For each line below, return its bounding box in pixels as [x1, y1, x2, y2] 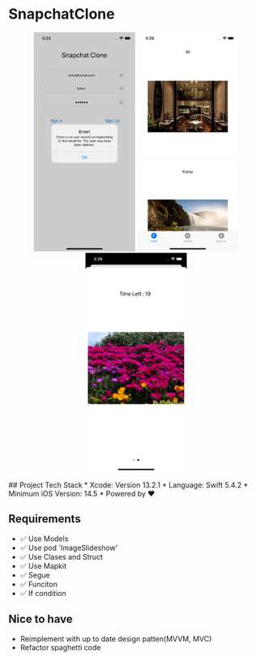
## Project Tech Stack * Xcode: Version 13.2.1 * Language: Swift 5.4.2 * [8, 479, 249, 490]
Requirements [8, 512, 81, 526]
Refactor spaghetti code [19, 642, 101, 652]
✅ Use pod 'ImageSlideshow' [19, 543, 118, 552]
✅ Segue [19, 570, 50, 580]
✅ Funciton [19, 579, 58, 589]
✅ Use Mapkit [19, 560, 67, 571]
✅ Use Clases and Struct [19, 551, 104, 561]
